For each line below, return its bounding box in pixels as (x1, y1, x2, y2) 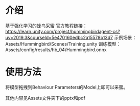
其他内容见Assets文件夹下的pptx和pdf (5, 95, 86, 101)
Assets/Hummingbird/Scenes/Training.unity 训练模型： (5, 40, 121, 47)
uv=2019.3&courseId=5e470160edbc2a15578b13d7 (5, 34, 113, 40)
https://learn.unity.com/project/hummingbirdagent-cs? (5, 28, 120, 34)
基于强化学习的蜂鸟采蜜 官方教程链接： (5, 23, 87, 29)
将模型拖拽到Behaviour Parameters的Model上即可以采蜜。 (5, 84, 128, 90)
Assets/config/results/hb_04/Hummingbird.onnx (5, 47, 107, 53)
